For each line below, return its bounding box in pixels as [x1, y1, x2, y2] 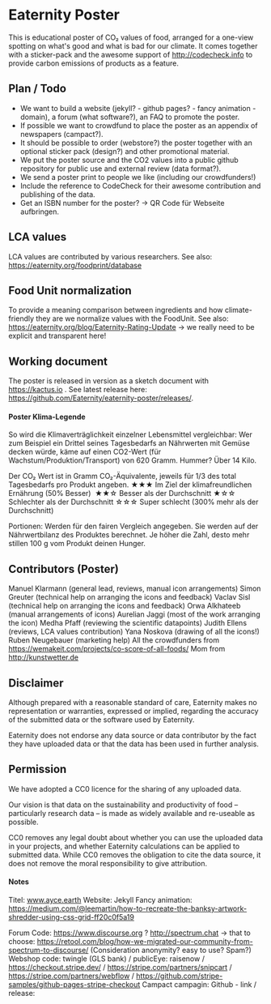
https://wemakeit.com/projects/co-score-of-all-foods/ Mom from [8, 644, 226, 654]
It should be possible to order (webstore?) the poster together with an [19, 138, 252, 147]
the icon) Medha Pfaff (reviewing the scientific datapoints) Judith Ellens [8, 618, 248, 628]
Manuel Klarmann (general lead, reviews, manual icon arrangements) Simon [8, 583, 261, 593]
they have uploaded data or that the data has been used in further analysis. [8, 739, 259, 749]
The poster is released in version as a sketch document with [8, 376, 209, 386]
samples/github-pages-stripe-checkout [8, 980, 141, 989]
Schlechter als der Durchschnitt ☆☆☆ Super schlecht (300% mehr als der [8, 497, 259, 507]
